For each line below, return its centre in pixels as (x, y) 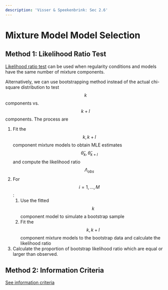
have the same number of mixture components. (55, 71)
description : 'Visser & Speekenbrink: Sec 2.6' (57, 10)
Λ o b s (89, 171)
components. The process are (37, 119)
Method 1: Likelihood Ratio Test (56, 54)
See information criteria (30, 283)
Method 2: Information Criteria (55, 270)
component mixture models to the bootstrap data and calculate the (90, 238)
